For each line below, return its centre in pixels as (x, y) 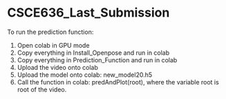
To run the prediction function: (50, 32)
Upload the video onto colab (58, 67)
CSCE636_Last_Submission (88, 13)
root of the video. (42, 89)
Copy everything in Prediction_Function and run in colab (97, 60)
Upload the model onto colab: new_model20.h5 (85, 75)
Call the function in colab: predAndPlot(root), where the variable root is (118, 82)
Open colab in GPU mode (53, 45)
